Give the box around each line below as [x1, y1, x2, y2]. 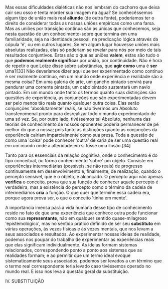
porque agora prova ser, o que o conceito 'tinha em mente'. [5, 195, 128, 201]
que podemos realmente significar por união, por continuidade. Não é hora [5, 58, 162, 63]
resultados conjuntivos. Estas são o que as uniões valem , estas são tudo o [5, 52, 159, 58]
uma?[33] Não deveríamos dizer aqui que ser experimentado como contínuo [5, 68, 163, 74]
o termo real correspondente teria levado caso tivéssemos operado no [5, 263, 151, 269]
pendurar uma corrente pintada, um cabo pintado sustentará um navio [5, 84, 150, 90]
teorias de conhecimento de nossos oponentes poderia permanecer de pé [5, 121, 159, 127]
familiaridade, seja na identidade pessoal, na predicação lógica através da [5, 36, 158, 42]
